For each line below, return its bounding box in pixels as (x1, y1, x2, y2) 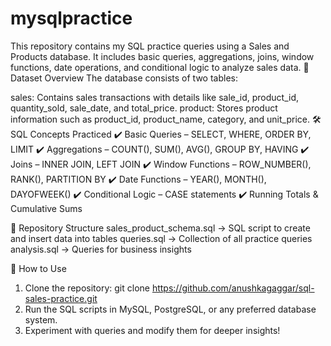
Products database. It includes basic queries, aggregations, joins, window (10, 50, 315, 62)
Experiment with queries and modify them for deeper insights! (24, 324, 281, 336)
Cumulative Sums (10, 202, 83, 214)
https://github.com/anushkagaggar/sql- (151, 282, 315, 294)
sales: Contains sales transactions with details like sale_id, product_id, (10, 91, 300, 103)
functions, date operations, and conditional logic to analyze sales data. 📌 (10, 61, 310, 73)
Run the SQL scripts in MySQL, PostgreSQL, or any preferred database (24, 303, 317, 315)
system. (24, 313, 58, 326)
